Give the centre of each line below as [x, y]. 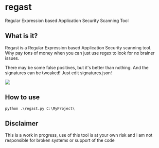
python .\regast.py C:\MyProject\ [40, 108]
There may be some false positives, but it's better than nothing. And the [77, 67]
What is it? [21, 36]
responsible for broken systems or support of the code [60, 140]
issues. [12, 58]
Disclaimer [22, 123]
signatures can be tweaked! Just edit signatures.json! [59, 73]
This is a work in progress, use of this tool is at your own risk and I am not [79, 135]
